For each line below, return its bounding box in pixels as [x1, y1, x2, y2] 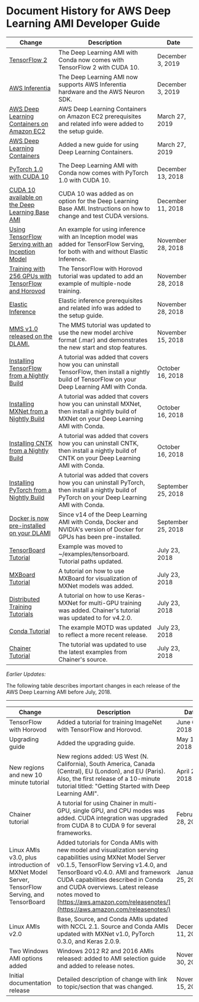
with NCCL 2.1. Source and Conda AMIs [57, 922, 169, 931]
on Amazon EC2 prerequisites [58, 112, 142, 120]
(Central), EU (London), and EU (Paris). [57, 767, 166, 775]
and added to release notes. [57, 962, 135, 970]
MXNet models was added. [58, 581, 134, 590]
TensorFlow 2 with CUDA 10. [58, 63, 139, 71]
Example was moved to [58, 542, 123, 550]
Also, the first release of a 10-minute [57, 774, 161, 783]
